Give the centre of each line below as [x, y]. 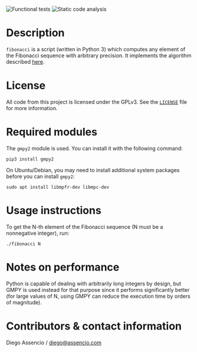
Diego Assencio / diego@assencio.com [54, 343]
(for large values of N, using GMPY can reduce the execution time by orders [98, 296]
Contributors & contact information [94, 326]
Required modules [52, 132]
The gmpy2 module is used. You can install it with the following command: [94, 148]
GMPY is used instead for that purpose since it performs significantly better [98, 290]
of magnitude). [24, 302]
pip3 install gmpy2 [30, 159]
